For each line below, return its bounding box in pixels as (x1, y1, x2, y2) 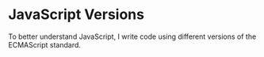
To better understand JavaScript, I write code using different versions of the (8, 32, 257, 41)
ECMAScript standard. (8, 40, 82, 49)
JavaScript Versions (8, 6, 145, 24)
